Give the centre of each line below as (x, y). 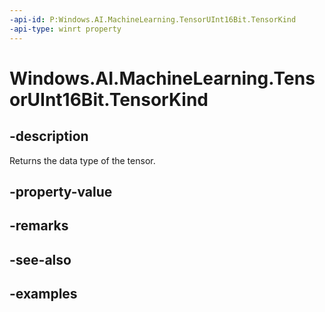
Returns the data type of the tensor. (82, 160)
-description (49, 136)
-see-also (40, 259)
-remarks (39, 226)
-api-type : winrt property (65, 29)
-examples (43, 294)
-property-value (61, 191)
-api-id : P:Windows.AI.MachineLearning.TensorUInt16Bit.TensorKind (153, 19)
